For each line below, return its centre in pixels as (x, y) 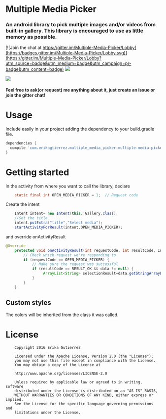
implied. (15, 400)
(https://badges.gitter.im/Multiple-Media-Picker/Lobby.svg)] (66, 53)
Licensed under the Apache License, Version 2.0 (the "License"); (84, 356)
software (15, 387)
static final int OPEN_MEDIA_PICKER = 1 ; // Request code (76, 195)
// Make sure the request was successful (75, 264)
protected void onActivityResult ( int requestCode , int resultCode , (85, 250)
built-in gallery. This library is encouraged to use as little (74, 31)
